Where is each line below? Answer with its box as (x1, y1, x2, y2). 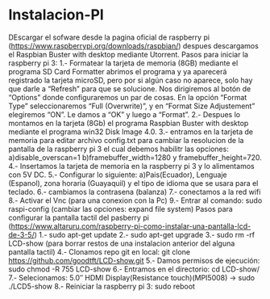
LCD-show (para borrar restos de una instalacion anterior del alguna (8, 238, 235, 248)
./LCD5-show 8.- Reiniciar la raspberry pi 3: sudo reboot (8, 281, 196, 291)
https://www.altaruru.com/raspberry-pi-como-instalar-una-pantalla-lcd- (10, 221, 251, 231)
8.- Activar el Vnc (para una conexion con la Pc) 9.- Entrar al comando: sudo (8, 196, 263, 205)
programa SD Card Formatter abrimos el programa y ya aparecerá (8, 66, 227, 76)
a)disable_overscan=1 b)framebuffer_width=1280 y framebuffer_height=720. (8, 152, 262, 162)
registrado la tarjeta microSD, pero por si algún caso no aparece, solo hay (8, 75, 253, 85)
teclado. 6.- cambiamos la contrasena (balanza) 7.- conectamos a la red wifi (8, 187, 261, 196)
